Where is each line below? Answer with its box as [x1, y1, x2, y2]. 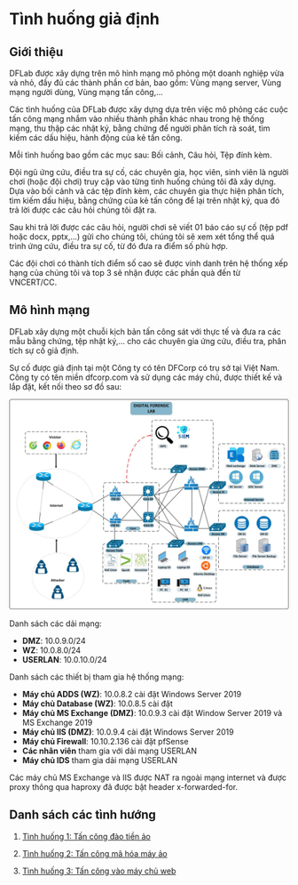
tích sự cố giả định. [9, 345, 80, 356]
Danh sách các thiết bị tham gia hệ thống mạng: [9, 672, 184, 682]
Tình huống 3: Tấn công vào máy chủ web [21, 865, 176, 876]
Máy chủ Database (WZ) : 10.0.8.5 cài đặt [21, 698, 173, 709]
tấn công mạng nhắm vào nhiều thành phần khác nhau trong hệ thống [9, 114, 264, 124]
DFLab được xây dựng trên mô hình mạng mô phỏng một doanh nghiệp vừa [9, 68, 285, 78]
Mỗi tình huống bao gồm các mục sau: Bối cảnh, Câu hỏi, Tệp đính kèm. [9, 149, 272, 160]
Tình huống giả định [9, 9, 160, 29]
